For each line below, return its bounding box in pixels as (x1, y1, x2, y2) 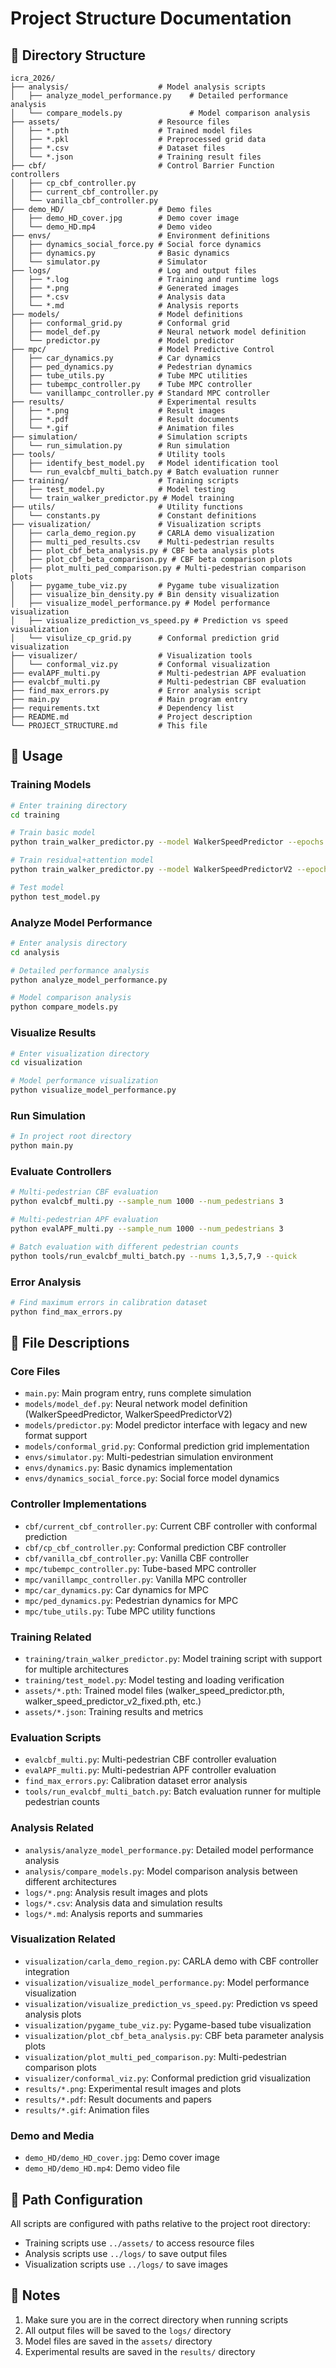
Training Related (10, 1630, 92, 1644)
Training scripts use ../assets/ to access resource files (24, 2237, 255, 2249)
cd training (10, 810, 60, 820)
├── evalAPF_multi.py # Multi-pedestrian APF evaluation (10, 668, 307, 678)
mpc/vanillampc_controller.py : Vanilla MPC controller (24, 1573, 247, 1585)
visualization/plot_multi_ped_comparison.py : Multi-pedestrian (24, 2050, 287, 2062)
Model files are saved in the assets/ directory (24, 2335, 213, 2347)
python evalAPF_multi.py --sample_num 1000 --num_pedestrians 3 (10, 1224, 284, 1234)
